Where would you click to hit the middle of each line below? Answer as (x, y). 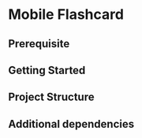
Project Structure (51, 97)
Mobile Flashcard (66, 15)
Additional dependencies (71, 124)
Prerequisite (39, 44)
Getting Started (47, 70)
